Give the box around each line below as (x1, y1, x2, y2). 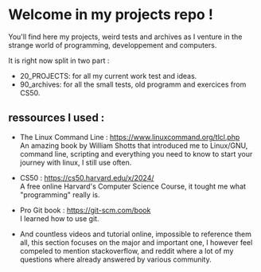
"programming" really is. (19, 189, 100, 200)
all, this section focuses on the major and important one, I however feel (19, 237, 253, 247)
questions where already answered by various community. (19, 255, 212, 264)
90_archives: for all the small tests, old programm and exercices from (19, 80, 247, 89)
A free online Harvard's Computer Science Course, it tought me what (19, 181, 247, 191)
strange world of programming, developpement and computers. (8, 40, 217, 49)
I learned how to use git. (19, 213, 99, 223)
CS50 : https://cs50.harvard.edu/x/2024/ (19, 173, 154, 182)
